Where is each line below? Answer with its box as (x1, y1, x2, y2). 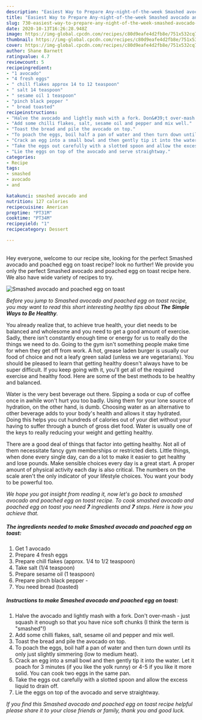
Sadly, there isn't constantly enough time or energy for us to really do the (6, 334, 188, 341)
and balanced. (6, 379, 42, 386)
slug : (6, 20, 20, 26)
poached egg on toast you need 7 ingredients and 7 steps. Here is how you (6, 503, 193, 510)
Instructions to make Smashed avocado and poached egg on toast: (6, 597, 179, 604)
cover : (6, 43, 23, 49)
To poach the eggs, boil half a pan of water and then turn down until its (14, 644, 191, 651)
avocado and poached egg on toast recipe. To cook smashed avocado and (6, 496, 194, 504)
